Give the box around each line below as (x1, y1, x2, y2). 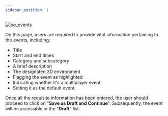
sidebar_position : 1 (5, 7, 49, 13)
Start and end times (12, 52, 54, 58)
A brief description (12, 63, 52, 69)
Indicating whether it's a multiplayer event (12, 79, 101, 85)
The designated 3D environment (12, 68, 80, 75)
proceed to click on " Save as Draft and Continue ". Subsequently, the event (5, 100, 163, 106)
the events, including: (5, 37, 50, 43)
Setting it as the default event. (12, 85, 76, 91)
